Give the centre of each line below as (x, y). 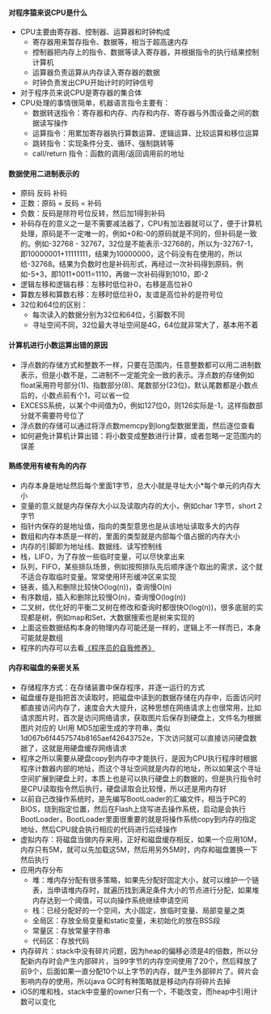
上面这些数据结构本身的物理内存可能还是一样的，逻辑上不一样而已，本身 (140, 627)
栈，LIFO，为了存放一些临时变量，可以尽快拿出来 (102, 556)
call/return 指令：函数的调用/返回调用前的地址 (108, 153)
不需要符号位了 (59, 415)
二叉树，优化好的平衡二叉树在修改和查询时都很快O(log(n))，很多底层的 (138, 607)
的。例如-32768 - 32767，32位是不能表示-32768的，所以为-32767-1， (138, 244)
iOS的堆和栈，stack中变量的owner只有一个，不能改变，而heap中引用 (135, 992)
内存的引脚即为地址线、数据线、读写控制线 (91, 546)
